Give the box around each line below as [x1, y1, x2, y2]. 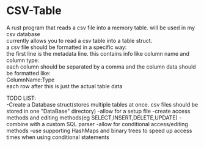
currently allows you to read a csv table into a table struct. [6, 37, 153, 44]
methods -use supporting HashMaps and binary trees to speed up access [6, 127, 192, 134]
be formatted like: [6, 69, 51, 77]
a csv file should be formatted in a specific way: [6, 43, 127, 51]
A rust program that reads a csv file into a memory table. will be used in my [6, 24, 195, 31]
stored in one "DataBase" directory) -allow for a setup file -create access [6, 107, 191, 115]
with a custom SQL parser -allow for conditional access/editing [29, 120, 188, 127]
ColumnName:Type [6, 76, 55, 83]
